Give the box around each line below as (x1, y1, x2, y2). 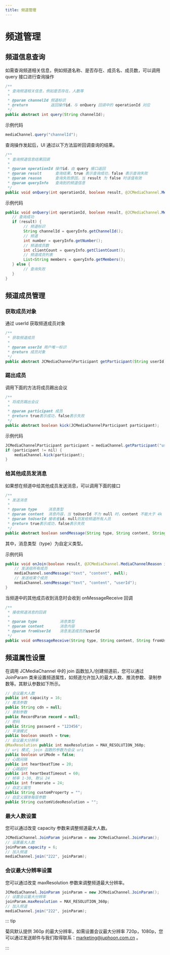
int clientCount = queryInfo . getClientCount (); (23, 248, 125, 253)
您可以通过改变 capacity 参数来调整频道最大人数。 (5, 825, 110, 831)
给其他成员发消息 (5, 470, 47, 477)
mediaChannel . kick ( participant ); (14, 452, 85, 458)
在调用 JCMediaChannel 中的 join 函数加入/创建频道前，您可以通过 (5, 668, 144, 674)
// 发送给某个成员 (14, 576, 48, 581)
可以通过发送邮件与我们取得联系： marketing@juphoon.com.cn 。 (5, 934, 141, 941)
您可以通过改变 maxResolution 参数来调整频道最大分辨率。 (5, 879, 127, 885)
